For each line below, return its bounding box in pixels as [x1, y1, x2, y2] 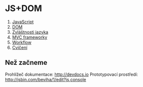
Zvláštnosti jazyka [12, 29, 48, 35]
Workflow [12, 39, 32, 45]
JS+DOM [5, 3, 42, 14]
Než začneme [5, 58, 48, 67]
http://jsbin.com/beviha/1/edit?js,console [5, 76, 86, 82]
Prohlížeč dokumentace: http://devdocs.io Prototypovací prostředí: [5, 71, 138, 77]
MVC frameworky [12, 34, 48, 40]
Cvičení [12, 44, 28, 50]
